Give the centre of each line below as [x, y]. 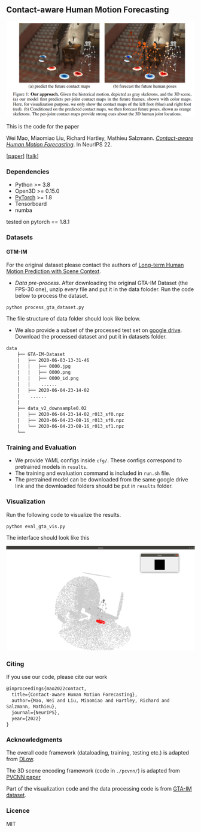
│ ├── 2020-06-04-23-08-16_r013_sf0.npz [71, 421]
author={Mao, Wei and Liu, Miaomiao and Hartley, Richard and [91, 701]
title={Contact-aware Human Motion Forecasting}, [74, 695]
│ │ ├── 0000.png [44, 372]
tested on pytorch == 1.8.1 [38, 222]
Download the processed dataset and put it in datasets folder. [91, 337]
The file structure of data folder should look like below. [73, 319]
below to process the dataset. [51, 296]
